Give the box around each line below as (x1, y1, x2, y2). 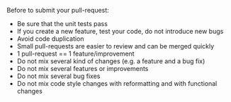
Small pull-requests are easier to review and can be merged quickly (16, 42, 215, 50)
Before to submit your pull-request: (6, 6, 109, 14)
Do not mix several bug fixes (16, 72, 101, 80)
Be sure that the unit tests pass (16, 20, 108, 27)
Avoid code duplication (16, 34, 84, 43)
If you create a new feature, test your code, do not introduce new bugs (16, 27, 224, 35)
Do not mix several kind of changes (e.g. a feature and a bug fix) (16, 57, 205, 65)
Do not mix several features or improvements (16, 65, 149, 72)
